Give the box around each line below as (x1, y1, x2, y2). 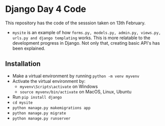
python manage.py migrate (12, 111, 66, 116)
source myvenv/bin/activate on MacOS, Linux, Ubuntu (19, 88, 132, 95)
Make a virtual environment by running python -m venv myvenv (12, 73, 140, 79)
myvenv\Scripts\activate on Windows (19, 83, 98, 89)
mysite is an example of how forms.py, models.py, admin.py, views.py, (12, 29, 161, 35)
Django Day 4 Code (5, 3, 86, 15)
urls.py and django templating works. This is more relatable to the (12, 35, 151, 41)
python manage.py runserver (12, 116, 71, 121)
